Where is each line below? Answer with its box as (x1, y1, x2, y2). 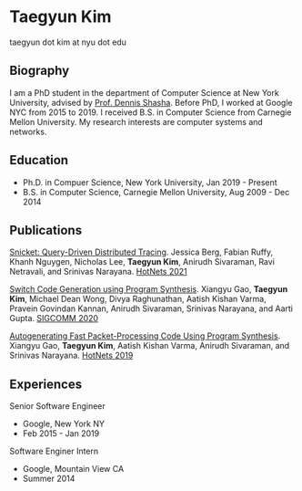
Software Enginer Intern (9, 445, 99, 457)
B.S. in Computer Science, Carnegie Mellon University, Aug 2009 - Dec (22, 186, 290, 197)
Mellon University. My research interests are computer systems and (9, 116, 264, 127)
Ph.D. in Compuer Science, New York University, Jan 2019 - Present (22, 176, 277, 188)
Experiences (9, 376, 83, 392)
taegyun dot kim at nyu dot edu (9, 37, 127, 47)
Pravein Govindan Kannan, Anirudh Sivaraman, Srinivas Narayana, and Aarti (9, 303, 294, 314)
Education (9, 152, 69, 168)
